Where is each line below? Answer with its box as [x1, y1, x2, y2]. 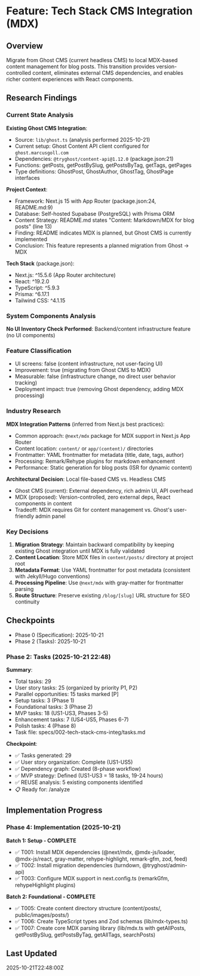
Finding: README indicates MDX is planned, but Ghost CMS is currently [14, 229, 192, 236]
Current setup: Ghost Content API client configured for [14, 142, 149, 150]
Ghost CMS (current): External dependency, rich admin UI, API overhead [14, 487, 193, 494]
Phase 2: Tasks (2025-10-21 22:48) [6, 652, 111, 661]
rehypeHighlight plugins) [14, 881, 76, 889]
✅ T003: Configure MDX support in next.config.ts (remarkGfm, [14, 874, 170, 882]
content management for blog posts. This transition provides [6, 63, 155, 70]
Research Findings [6, 93, 78, 103]
